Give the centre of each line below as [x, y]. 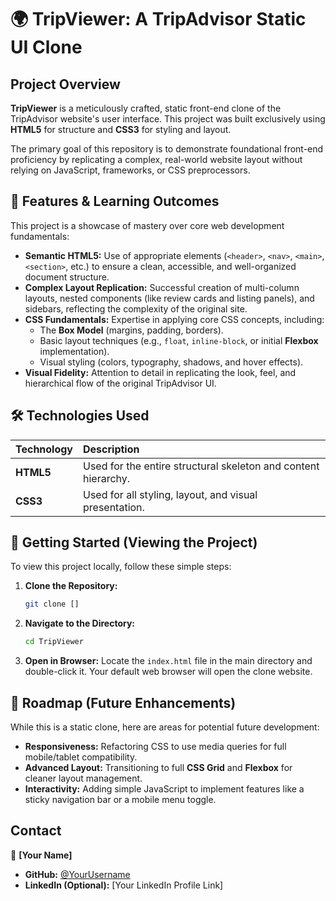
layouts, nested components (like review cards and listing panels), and [169, 298]
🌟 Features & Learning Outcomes [115, 201]
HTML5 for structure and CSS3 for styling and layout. [121, 129]
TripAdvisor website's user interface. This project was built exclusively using [168, 119]
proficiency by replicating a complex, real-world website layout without [156, 159]
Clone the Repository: [71, 586]
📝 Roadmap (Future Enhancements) [123, 702]
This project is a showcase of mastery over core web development [147, 225]
